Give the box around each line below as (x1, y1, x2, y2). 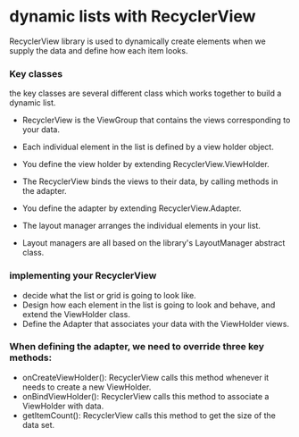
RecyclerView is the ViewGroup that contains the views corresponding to (21, 114, 291, 126)
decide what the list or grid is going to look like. (21, 290, 196, 300)
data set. (21, 419, 55, 430)
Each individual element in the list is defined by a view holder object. (21, 141, 274, 153)
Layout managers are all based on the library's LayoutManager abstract (21, 238, 286, 248)
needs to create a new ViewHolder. (21, 382, 152, 392)
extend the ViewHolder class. (21, 308, 131, 319)
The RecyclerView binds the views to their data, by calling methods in (21, 176, 278, 187)
